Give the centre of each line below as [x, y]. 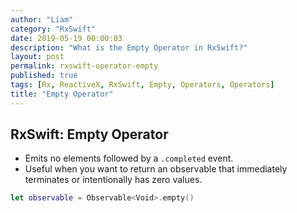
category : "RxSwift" [53, 29]
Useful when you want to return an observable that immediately [156, 169]
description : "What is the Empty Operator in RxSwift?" [129, 47]
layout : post [37, 57]
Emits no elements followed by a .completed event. [129, 158]
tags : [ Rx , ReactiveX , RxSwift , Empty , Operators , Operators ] [142, 85]
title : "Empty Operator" [62, 94]
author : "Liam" [42, 19]
